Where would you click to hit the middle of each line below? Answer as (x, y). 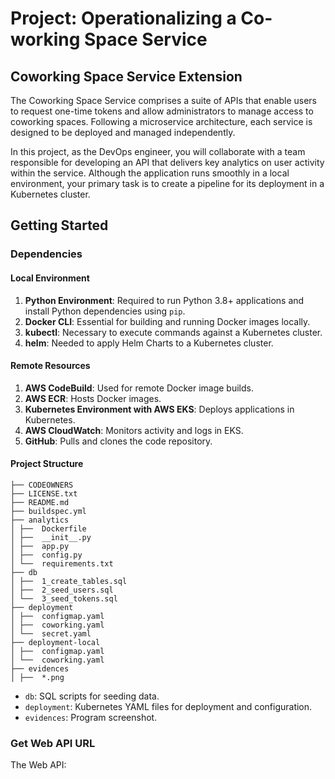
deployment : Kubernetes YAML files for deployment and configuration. (168, 706)
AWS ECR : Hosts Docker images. (93, 398)
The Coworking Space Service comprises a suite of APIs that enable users (163, 100)
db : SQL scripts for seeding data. (92, 696)
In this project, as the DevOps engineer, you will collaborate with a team (158, 151)
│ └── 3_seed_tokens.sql (64, 598)
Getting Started (59, 225)
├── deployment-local (55, 642)
